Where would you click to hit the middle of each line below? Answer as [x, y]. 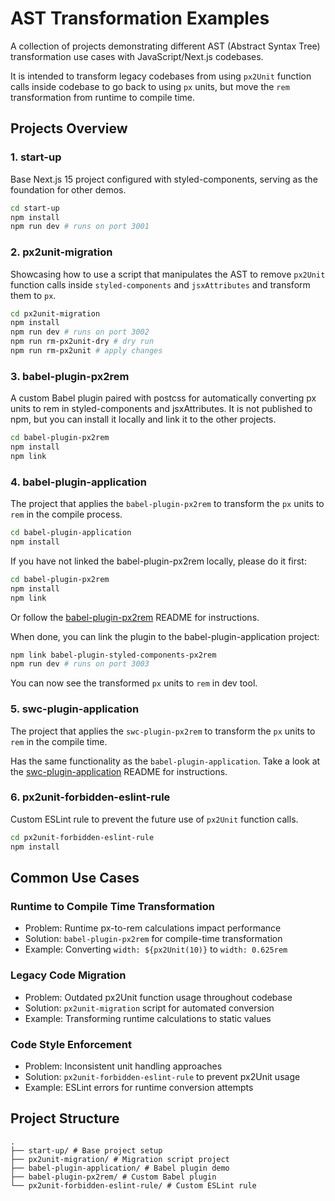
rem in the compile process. [66, 514]
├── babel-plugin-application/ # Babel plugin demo [120, 1168]
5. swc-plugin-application [75, 709]
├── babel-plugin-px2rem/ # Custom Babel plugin [113, 1177]
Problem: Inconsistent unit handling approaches [123, 1066]
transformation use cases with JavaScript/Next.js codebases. [137, 56]
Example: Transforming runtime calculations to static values [148, 1018]
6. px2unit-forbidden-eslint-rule [90, 797]
